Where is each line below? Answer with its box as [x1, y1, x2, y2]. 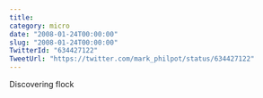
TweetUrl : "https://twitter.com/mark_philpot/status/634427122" [9, 54, 255, 63]
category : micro [9, 21, 70, 30]
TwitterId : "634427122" [9, 46, 99, 55]
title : [9, 12, 34, 22]
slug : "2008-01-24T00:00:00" [9, 37, 118, 47]
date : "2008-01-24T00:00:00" [9, 29, 118, 38]
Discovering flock [9, 79, 75, 89]
